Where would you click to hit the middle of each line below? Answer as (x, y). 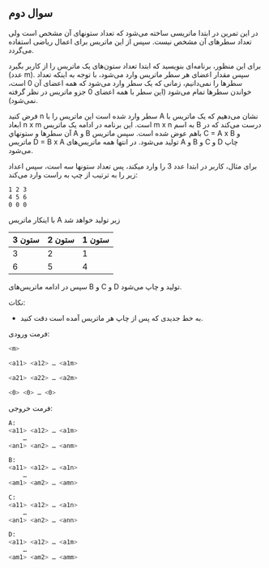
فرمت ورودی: (29, 334)
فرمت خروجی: (31, 408)
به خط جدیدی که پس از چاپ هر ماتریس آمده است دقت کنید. (112, 318)
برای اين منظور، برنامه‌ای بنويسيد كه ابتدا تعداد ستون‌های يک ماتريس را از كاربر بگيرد (135, 66)
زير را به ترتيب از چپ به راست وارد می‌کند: (73, 174)
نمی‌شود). (23, 100)
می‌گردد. (21, 50)
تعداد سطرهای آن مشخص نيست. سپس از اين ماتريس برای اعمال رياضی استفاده (130, 41)
